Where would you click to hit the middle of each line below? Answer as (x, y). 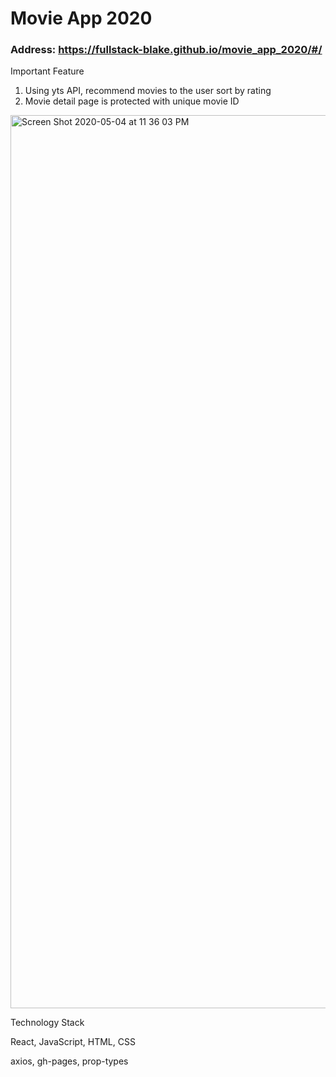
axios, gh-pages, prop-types (69, 1061)
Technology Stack (47, 1023)
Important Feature (47, 71)
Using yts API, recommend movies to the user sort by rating (148, 91)
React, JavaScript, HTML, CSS (73, 1042)
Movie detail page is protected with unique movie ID (132, 101)
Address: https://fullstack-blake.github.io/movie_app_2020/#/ (166, 50)
